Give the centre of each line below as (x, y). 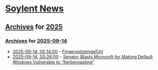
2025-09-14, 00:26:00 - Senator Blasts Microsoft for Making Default (82, 57)
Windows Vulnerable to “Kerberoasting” (53, 62)
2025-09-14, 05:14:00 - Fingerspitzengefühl (58, 51)
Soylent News (34, 9)
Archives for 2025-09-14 (36, 41)
